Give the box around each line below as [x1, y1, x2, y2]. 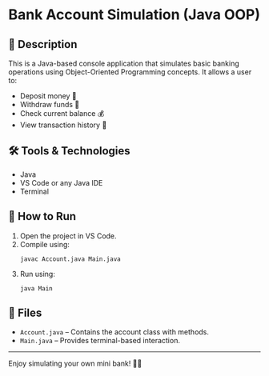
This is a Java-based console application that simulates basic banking [8, 58, 240, 68]
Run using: [19, 269, 56, 278]
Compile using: [19, 239, 70, 249]
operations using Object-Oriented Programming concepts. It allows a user [8, 67, 252, 77]
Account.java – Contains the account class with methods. [19, 327, 210, 337]
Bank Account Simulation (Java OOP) [8, 6, 260, 24]
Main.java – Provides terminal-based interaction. [19, 336, 180, 346]
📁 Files [8, 306, 42, 320]
